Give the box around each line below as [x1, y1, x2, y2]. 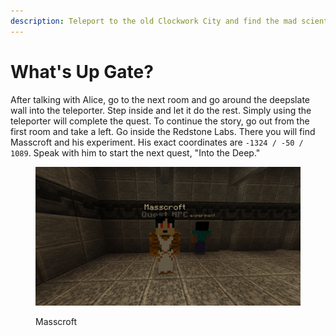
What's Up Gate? [10, 60, 154, 83]
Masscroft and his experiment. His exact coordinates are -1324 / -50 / [10, 136, 304, 148]
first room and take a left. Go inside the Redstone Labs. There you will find [10, 125, 316, 137]
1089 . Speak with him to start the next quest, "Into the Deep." [10, 146, 261, 159]
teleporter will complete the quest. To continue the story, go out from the [10, 115, 310, 127]
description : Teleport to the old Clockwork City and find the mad [10, 16, 298, 26]
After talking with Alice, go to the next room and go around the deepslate [10, 93, 310, 105]
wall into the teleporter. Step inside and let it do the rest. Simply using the [10, 104, 312, 116]
